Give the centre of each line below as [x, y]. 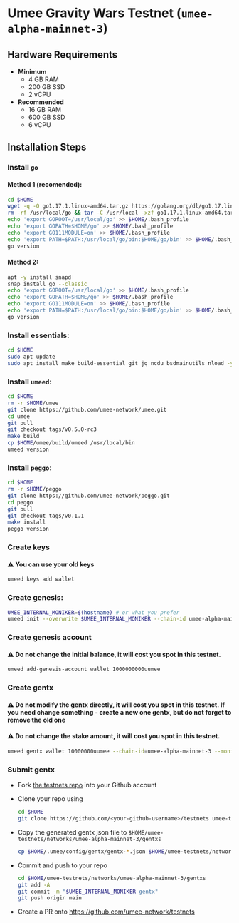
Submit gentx [31, 770]
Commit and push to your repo [63, 865]
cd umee [19, 416]
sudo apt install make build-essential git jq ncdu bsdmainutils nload [116, 363]
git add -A [34, 885]
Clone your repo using [50, 799]
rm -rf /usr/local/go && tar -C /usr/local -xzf [81, 213]
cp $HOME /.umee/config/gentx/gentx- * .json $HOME [91, 851]
